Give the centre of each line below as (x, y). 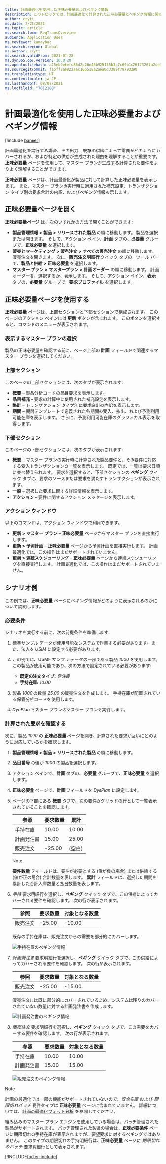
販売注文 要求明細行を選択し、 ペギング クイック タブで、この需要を (81, 1027)
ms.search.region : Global (32, 47)
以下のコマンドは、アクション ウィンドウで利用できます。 (64, 523)
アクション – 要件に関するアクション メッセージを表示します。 (75, 497)
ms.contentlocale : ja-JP (31, 79)
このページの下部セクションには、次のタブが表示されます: (64, 449)
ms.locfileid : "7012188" (31, 88)
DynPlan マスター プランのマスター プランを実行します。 (70, 710)
